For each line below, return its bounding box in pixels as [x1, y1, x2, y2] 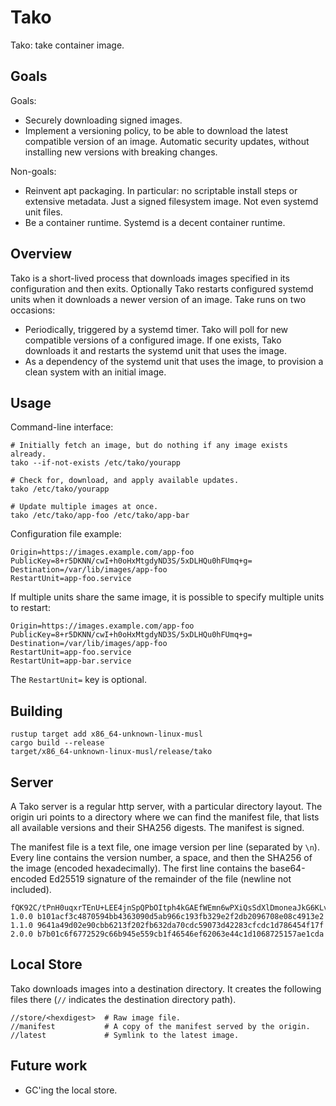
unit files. [24, 206, 63, 218]
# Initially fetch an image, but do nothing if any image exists [10, 441, 288, 451]
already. [10, 449, 47, 460]
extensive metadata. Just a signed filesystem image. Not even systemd [24, 195, 319, 207]
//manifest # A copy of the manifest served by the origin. [10, 1021, 311, 1031]
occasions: [10, 304, 56, 316]
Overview [10, 246, 73, 263]
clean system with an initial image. [24, 366, 167, 378]
